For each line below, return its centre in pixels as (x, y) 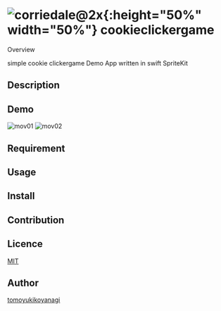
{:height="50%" (152, 15)
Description (33, 85)
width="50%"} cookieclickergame (111, 30)
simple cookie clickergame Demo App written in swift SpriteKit (98, 63)
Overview (21, 49)
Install (21, 196)
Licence (25, 244)
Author (23, 283)
